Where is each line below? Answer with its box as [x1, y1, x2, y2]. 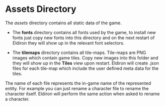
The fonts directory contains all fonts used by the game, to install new [12, 29, 156, 35]
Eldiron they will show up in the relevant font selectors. [12, 40, 125, 46]
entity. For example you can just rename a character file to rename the [5, 85, 149, 91]
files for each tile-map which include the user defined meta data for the [12, 65, 159, 71]
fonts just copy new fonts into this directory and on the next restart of [12, 35, 155, 41]
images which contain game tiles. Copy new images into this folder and [12, 54, 159, 60]
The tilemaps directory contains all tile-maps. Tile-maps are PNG [12, 50, 147, 55]
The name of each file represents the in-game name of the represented [5, 80, 152, 86]
